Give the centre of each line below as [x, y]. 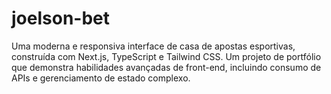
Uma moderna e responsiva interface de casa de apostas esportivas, [153, 46]
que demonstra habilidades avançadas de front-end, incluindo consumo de [166, 67]
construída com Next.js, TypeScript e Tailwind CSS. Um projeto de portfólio [166, 56]
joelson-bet [60, 18]
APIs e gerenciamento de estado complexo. [101, 78]
